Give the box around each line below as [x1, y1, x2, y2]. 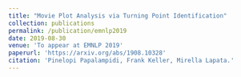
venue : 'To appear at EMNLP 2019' [8, 42, 124, 50]
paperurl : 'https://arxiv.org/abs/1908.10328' [8, 49, 167, 57]
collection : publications [8, 19, 94, 27]
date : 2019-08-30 [8, 34, 66, 43]
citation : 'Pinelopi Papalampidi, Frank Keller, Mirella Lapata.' [8, 57, 235, 65]
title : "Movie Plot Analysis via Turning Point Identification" [8, 11, 227, 20]
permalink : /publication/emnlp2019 [8, 26, 127, 34]
